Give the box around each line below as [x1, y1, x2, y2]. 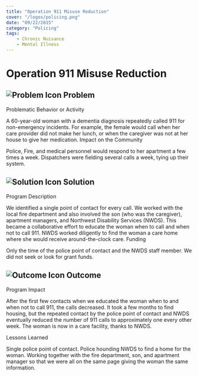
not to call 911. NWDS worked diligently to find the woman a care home [6, 229, 178, 236]
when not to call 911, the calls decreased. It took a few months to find [6, 304, 174, 311]
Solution [62, 177, 95, 187]
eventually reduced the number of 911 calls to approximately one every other [6, 316, 192, 323]
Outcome [66, 271, 101, 281]
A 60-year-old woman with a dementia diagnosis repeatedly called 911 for [6, 117, 185, 124]
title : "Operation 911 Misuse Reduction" [6, 8, 110, 15]
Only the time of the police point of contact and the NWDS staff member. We [6, 247, 192, 254]
